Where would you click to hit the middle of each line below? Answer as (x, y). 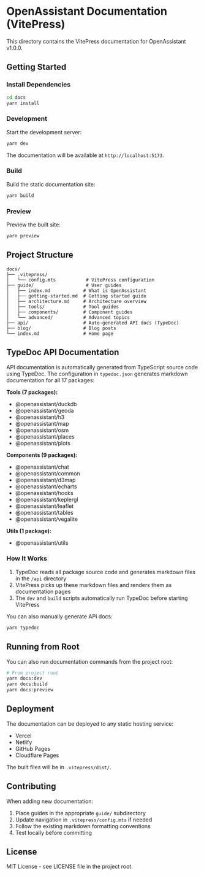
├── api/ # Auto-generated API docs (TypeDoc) (93, 323)
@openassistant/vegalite (47, 519)
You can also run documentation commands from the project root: (90, 661)
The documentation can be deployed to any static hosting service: (90, 724)
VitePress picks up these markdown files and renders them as (93, 585)
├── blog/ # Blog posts (61, 328)
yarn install (23, 103)
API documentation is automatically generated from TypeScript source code (102, 367)
